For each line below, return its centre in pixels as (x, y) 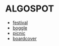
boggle (20, 27)
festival (20, 22)
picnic (19, 33)
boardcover (24, 38)
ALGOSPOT (30, 9)
